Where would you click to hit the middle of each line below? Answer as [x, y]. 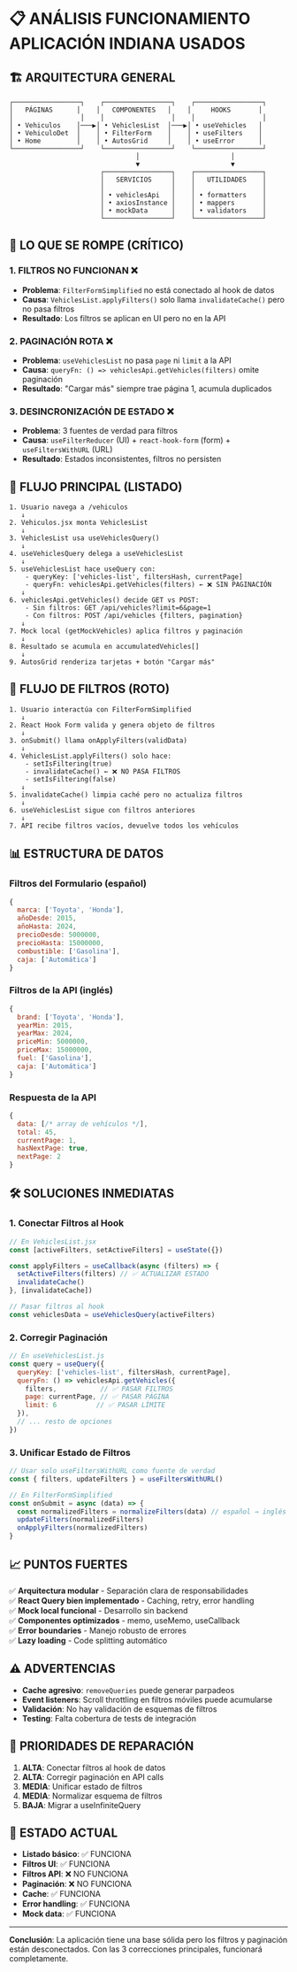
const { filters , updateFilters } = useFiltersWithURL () [116, 1479]
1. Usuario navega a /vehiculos [69, 507]
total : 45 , [37, 1132]
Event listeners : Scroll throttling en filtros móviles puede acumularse [147, 1699]
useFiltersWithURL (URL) [67, 450]
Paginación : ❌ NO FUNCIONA [77, 1884]
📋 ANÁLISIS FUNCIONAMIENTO [130, 19]
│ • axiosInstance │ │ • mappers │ [183, 203]
